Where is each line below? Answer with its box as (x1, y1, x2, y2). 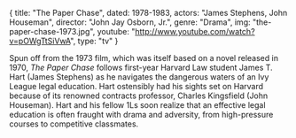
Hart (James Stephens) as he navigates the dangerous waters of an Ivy (9, 72, 269, 82)
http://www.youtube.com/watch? (135, 27, 255, 36)
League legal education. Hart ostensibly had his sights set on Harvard (9, 81, 264, 91)
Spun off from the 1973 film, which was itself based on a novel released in (9, 53, 279, 63)
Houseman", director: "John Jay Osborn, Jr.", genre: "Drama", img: (9, 17, 251, 27)
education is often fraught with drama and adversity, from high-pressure (9, 110, 274, 119)
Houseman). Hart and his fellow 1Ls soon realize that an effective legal (9, 100, 266, 110)
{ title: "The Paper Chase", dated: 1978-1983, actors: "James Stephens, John (9, 8, 288, 18)
